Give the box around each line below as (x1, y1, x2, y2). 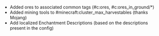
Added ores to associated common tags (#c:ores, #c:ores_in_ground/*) (9, 4, 155, 10)
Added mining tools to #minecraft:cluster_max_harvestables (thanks (9, 9, 148, 15)
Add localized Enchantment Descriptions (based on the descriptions (9, 20, 148, 26)
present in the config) (9, 25, 54, 31)
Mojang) (9, 15, 27, 20)
